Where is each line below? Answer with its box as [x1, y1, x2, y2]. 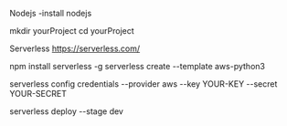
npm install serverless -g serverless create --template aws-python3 [9, 61, 265, 71]
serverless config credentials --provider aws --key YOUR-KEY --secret [9, 79, 278, 89]
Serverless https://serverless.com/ [9, 43, 141, 54]
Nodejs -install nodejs [9, 8, 92, 18]
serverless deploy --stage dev [9, 106, 123, 117]
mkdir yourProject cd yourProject [9, 26, 134, 36]
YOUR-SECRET [9, 89, 67, 99]
